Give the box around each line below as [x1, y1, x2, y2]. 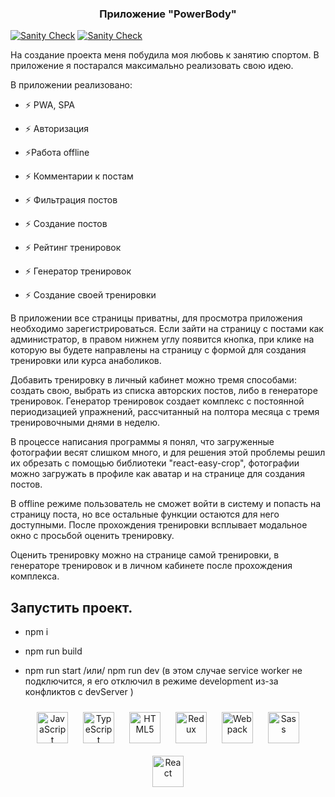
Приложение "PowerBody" [99, 7, 237, 21]
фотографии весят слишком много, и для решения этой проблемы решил [10, 447, 326, 459]
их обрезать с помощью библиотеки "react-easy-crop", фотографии [10, 457, 300, 469]
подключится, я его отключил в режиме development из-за [24, 675, 279, 687]
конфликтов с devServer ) [24, 686, 134, 698]
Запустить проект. [10, 599, 133, 616]
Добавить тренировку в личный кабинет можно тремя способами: [10, 374, 297, 386]
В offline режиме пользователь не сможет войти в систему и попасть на [10, 498, 322, 510]
